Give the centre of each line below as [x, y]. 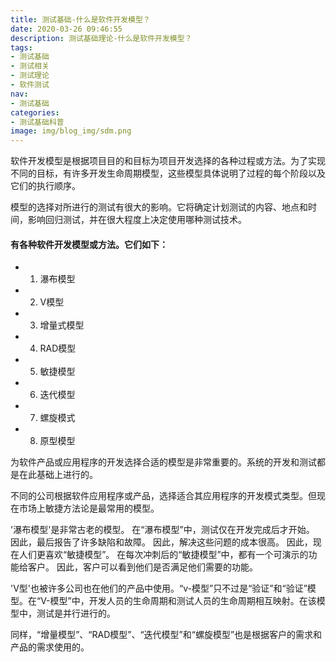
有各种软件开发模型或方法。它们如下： [89, 244]
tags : [21, 47]
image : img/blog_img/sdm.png [71, 131]
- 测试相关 [30, 66]
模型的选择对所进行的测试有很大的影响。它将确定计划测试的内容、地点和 [159, 207]
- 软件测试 [30, 85]
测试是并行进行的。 [76, 613]
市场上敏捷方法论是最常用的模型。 [89, 508]
